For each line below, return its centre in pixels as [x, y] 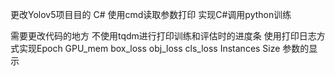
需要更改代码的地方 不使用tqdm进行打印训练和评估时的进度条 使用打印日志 [163, 36]
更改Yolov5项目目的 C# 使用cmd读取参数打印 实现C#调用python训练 [151, 14]
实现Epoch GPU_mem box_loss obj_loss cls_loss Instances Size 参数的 [164, 48]
